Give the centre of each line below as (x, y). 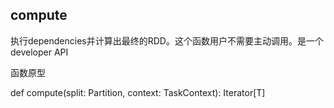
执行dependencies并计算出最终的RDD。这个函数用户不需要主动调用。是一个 (167, 40)
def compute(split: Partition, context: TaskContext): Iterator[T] (138, 92)
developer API (39, 52)
